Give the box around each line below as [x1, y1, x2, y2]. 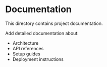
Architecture [12, 40, 39, 46]
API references [12, 45, 44, 51]
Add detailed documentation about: [5, 30, 79, 36]
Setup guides [12, 51, 40, 57]
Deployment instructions [12, 56, 64, 62]
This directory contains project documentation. [5, 20, 103, 26]
